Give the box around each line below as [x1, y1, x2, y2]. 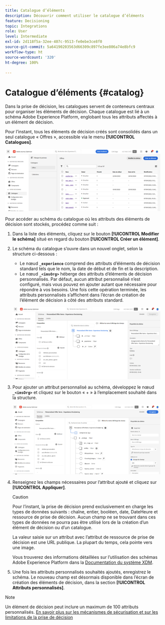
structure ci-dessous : [12, 251, 58, 257]
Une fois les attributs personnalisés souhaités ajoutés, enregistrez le [12, 569, 151, 575]
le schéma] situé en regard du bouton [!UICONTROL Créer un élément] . [12, 236, 160, 242]
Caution [12, 494, 29, 500]
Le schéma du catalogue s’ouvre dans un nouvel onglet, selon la [12, 246, 143, 251]
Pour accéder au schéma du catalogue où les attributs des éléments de [5, 216, 150, 222]
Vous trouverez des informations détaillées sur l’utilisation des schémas [12, 554, 158, 560]
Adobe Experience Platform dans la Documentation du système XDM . [12, 559, 154, 565]
